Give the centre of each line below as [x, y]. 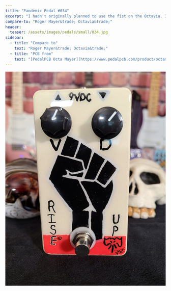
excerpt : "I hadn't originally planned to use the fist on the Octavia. [84, 16]
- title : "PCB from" [32, 54]
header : [13, 27]
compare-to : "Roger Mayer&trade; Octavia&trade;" [59, 21]
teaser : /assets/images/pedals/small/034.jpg [59, 32]
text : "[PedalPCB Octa [38, 59]
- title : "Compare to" [34, 43]
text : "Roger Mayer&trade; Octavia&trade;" [61, 48]
